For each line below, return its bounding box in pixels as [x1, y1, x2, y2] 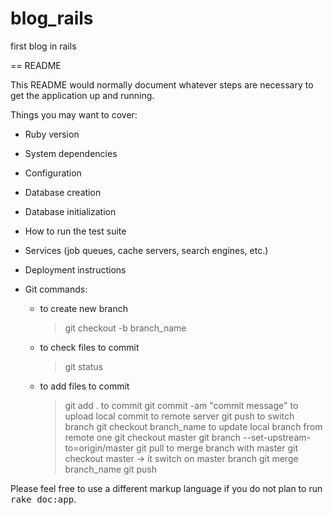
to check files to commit [39, 341, 140, 353]
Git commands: [24, 283, 88, 295]
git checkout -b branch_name [64, 322, 187, 334]
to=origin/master [64, 442, 135, 454]
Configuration [24, 167, 82, 179]
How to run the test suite [24, 225, 127, 237]
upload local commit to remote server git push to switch [64, 410, 295, 422]
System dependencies [24, 147, 118, 159]
